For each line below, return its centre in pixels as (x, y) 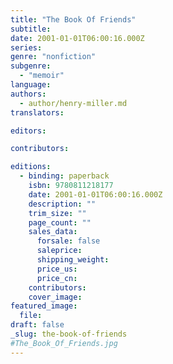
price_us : (57, 269)
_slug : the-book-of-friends (69, 334)
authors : (28, 94)
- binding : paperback (64, 176)
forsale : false (68, 241)
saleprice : (59, 251)
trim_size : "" (57, 213)
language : (31, 85)
